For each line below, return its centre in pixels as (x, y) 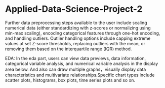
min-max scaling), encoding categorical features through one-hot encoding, (83, 33)
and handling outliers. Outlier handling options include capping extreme (78, 38)
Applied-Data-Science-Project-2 (74, 9)
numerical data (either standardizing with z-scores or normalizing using (78, 28)
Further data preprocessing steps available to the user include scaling (76, 23)
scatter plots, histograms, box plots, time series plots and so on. (70, 80)
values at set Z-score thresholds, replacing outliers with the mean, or (75, 43)
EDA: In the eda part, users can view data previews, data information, (76, 58)
